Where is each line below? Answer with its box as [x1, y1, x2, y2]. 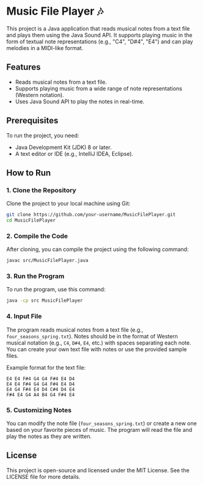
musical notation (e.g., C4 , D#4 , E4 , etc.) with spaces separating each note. [6, 339, 191, 346]
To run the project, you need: [6, 131, 79, 139]
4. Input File [6, 312, 42, 321]
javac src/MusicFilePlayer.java [6, 258, 88, 264]
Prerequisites [6, 115, 59, 126]
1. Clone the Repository [6, 186, 76, 194]
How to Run [6, 167, 51, 178]
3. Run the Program [6, 272, 65, 280]
